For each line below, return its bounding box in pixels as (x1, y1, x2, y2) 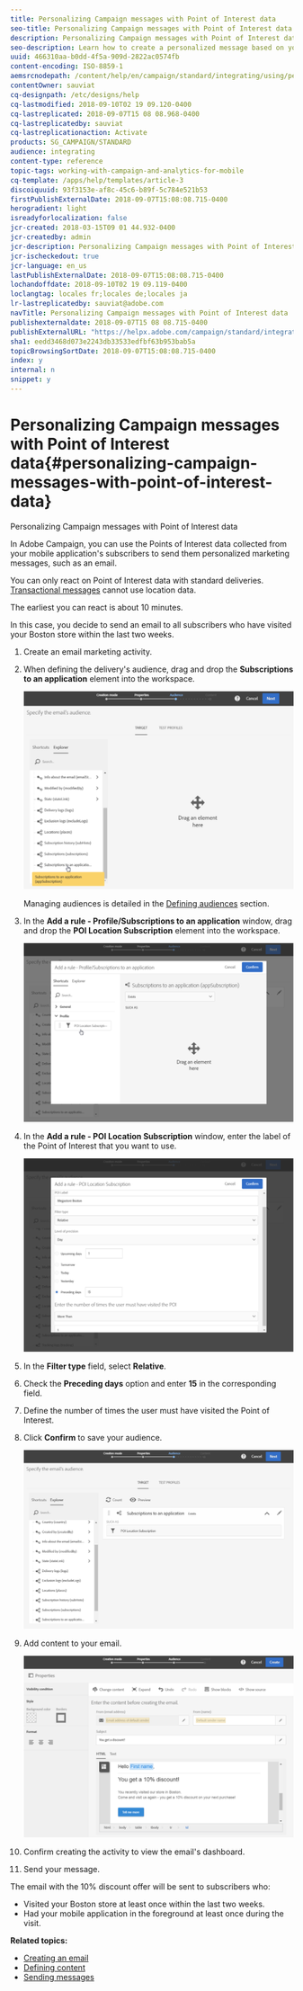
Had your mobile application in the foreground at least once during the (22, 1907, 284, 1919)
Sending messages (22, 1971, 95, 1982)
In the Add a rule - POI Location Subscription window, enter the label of (22, 1130, 291, 1141)
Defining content (22, 1961, 86, 1973)
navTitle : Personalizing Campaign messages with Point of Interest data (10, 308, 289, 317)
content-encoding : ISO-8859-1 (10, 62, 124, 71)
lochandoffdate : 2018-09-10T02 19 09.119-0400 (10, 280, 188, 290)
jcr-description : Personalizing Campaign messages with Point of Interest (10, 242, 297, 251)
